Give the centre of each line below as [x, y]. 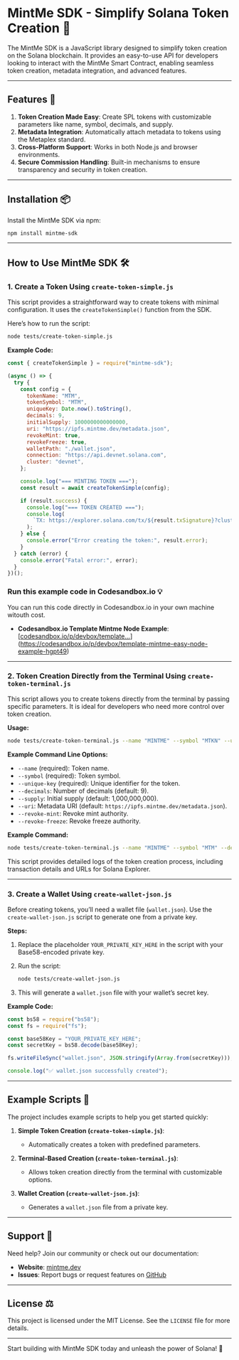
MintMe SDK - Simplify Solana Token [118, 13]
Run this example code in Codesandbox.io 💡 [85, 591]
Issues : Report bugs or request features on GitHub [92, 1275]
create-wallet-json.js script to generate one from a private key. [102, 917]
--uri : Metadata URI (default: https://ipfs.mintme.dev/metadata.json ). [122, 805]
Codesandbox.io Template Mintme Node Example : [93, 628]
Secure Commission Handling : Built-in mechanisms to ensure [109, 162]
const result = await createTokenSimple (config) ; [95, 488]
